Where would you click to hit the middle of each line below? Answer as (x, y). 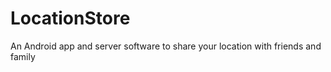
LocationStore (70, 18)
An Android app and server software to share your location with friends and (166, 46)
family (23, 56)
